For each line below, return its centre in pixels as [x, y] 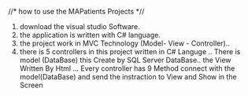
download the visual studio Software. [80, 26]
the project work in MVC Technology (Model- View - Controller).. [125, 43]
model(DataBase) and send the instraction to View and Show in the [128, 77]
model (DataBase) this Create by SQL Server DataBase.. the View [125, 60]
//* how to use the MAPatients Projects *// [76, 11]
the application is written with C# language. [90, 35]
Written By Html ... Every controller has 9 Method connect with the [127, 68]
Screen [31, 85]
